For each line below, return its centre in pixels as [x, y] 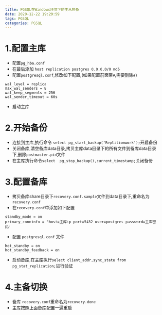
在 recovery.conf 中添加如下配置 [43, 208]
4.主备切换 [26, 287]
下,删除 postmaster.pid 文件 [39, 155]
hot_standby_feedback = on [32, 250]
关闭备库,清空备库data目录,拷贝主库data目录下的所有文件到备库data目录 [84, 149]
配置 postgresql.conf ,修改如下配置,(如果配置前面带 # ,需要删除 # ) [74, 75]
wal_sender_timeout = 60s [31, 97]
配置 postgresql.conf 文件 [38, 237]
